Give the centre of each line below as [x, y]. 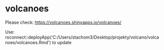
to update [61, 42]
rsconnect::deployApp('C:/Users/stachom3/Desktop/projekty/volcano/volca [82, 37]
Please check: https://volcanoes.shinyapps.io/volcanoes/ [63, 22]
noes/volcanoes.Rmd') [28, 42]
